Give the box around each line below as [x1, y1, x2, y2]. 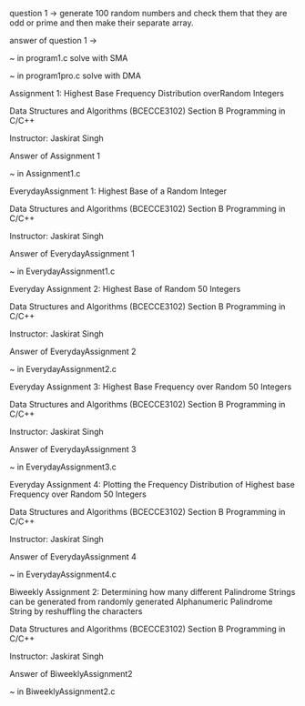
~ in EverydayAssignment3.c [9, 461, 117, 472]
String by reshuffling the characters [9, 606, 143, 617]
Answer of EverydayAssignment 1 [9, 248, 135, 258]
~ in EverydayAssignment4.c [9, 569, 117, 580]
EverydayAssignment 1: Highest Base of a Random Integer [9, 186, 228, 197]
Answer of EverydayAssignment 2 [9, 346, 137, 357]
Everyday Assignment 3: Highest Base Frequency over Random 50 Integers [9, 381, 292, 392]
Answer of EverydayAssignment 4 [9, 551, 137, 562]
